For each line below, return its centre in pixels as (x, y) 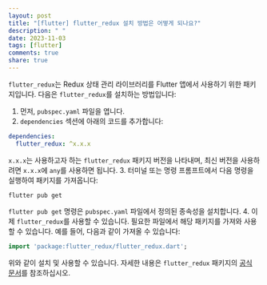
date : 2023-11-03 (37, 38)
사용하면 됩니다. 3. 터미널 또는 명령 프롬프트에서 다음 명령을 (161, 170)
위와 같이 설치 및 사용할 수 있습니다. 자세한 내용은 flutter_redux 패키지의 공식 (131, 263)
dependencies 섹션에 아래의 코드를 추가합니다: (92, 121)
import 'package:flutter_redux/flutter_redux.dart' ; (98, 246)
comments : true (34, 53)
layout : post (30, 16)
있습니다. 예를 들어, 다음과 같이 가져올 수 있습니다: (103, 231)
